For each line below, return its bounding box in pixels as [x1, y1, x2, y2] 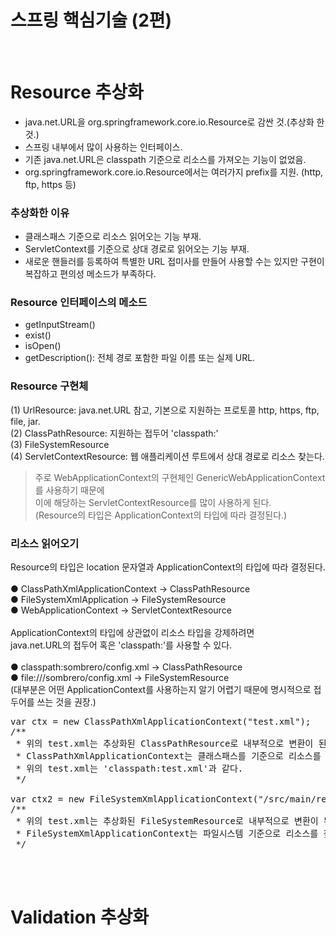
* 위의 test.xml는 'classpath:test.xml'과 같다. [15, 763, 244, 775]
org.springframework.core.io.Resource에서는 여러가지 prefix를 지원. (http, [24, 166, 324, 178]
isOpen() [24, 340, 62, 352]
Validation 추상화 [10, 906, 149, 929]
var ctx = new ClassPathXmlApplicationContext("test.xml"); [10, 716, 312, 728]
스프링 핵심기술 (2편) [10, 9, 173, 32]
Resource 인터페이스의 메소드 [10, 296, 148, 310]
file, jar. [10, 415, 41, 427]
